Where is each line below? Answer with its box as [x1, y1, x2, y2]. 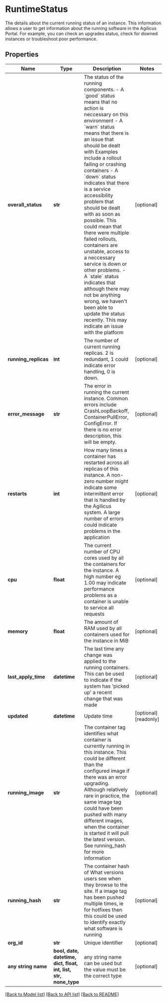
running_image [7, 789, 44, 796]
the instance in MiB [83, 637, 129, 644]
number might [95, 477, 129, 484]
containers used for [83, 631, 130, 638]
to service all [83, 604, 114, 611]
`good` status [83, 92, 115, 99]
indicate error [83, 362, 116, 369]
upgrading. [83, 780, 110, 787]
